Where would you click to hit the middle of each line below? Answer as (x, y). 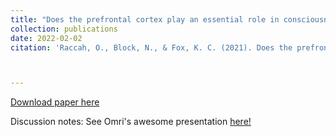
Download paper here (55, 102)
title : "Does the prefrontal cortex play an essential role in (145, 19)
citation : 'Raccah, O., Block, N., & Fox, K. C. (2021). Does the (151, 47)
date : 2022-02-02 (46, 38)
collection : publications (64, 29)
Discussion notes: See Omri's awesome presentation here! (131, 122)
